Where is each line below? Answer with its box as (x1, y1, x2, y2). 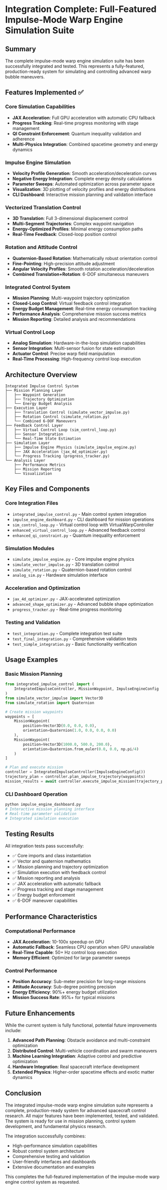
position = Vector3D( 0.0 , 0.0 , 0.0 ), (23, 723, 97, 728)
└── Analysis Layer (5, 458, 46, 463)
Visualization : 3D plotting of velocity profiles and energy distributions (12, 186, 156, 192)
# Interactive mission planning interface (5, 806, 94, 812)
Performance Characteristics (5, 912, 97, 921)
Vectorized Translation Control (5, 204, 81, 211)
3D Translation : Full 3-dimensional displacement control (12, 215, 128, 221)
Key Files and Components (5, 485, 90, 493)
